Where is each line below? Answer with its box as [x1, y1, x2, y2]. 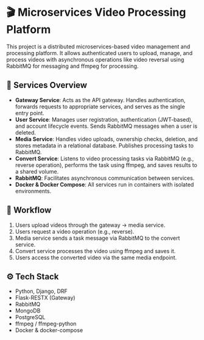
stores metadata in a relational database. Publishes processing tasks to [15, 142, 194, 149]
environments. [15, 187, 52, 194]
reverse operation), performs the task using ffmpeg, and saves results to [15, 161, 198, 169]
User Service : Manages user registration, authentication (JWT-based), [15, 116, 193, 123]
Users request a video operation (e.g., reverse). [15, 227, 135, 235]
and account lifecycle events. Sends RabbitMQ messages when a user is [15, 122, 198, 130]
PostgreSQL [15, 314, 46, 321]
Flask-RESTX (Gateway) [15, 294, 76, 301]
